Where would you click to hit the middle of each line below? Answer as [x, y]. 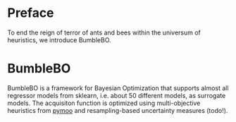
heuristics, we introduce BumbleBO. [59, 39]
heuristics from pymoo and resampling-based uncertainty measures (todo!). [118, 110]
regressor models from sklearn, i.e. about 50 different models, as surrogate [117, 95]
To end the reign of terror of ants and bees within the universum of [104, 32]
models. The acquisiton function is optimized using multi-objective [104, 103]
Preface [31, 13]
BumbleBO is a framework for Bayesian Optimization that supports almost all [118, 88]
